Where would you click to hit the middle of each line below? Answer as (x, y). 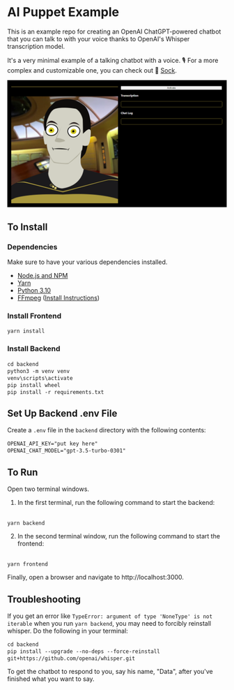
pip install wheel (34, 385)
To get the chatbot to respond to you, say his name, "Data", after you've (110, 672)
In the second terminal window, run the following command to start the (119, 536)
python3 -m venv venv (39, 371)
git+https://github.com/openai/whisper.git (71, 659)
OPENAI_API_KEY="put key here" (53, 444)
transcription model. (36, 46)
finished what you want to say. (51, 679)
